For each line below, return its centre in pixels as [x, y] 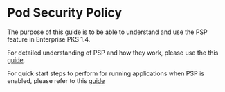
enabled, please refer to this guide [56, 80]
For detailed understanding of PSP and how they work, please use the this [113, 53]
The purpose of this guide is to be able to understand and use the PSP [107, 32]
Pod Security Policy [65, 13]
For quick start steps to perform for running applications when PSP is [106, 73]
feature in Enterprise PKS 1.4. [49, 39]
